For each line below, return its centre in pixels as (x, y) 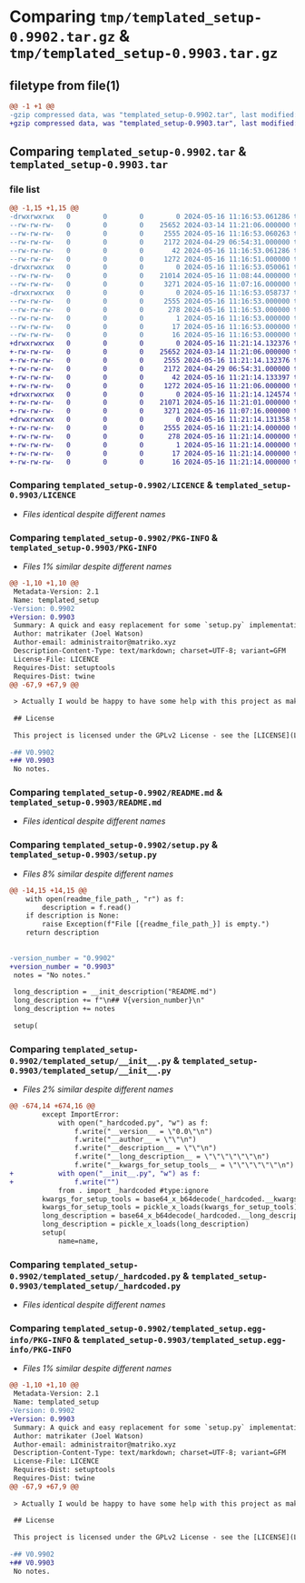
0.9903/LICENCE (43, 496)
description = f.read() (87, 907)
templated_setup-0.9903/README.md (85, 803)
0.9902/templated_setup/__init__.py (90, 1061)
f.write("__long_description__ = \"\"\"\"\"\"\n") (172, 1157)
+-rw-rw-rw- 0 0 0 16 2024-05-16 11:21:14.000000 (150, 462)
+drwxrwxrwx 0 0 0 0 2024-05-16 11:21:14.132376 (150, 344)
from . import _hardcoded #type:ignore (133, 1190)
